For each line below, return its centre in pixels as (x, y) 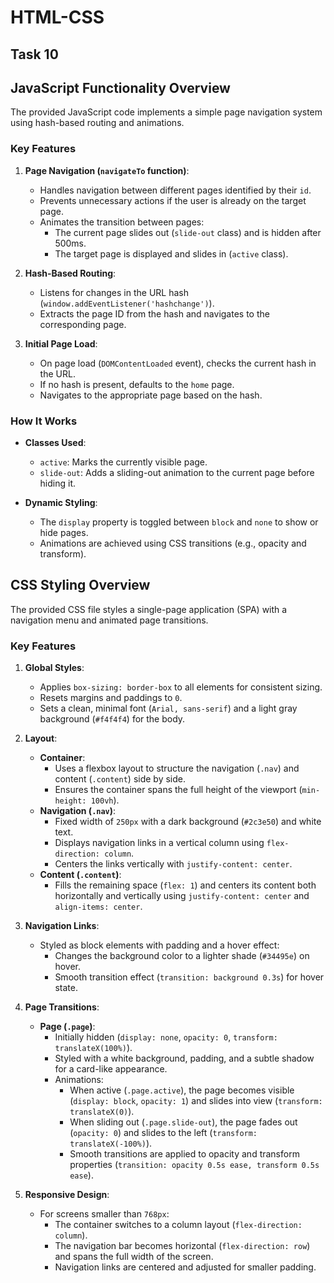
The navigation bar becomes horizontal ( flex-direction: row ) (182, 1246)
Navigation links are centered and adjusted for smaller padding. (185, 1267)
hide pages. (64, 532)
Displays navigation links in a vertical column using (159, 843)
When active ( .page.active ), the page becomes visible (182, 1090)
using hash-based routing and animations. (97, 123)
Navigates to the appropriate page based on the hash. (151, 395)
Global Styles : (54, 668)
